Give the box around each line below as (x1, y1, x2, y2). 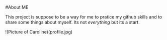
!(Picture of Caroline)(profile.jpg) (5, 29, 73, 34)
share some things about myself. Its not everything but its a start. (5, 19, 140, 25)
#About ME (5, 4, 29, 10)
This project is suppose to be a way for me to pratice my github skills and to (5, 14, 162, 19)
